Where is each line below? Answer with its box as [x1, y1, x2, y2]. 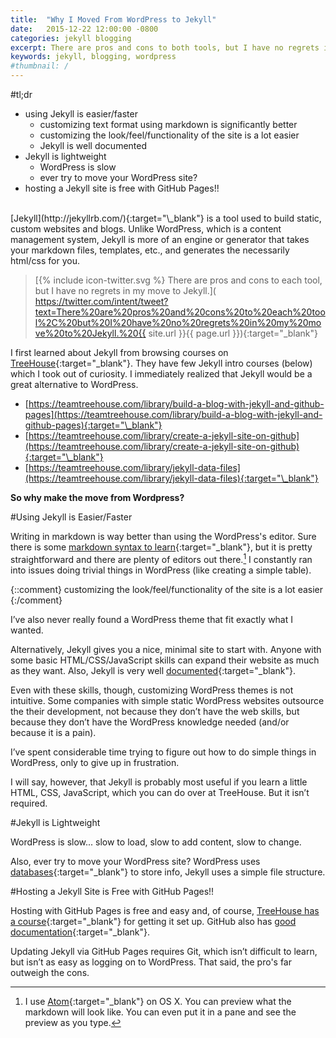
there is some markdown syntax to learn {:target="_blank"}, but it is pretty [10, 541, 313, 553]
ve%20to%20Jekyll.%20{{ [34, 327, 147, 339]
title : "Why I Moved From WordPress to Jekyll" [10, 14, 217, 25]
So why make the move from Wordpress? [10, 492, 185, 503]
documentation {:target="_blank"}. [10, 926, 150, 938]
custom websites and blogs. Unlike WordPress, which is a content [10, 223, 282, 235]
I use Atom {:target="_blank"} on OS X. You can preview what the [24, 995, 292, 1007]
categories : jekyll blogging [10, 33, 132, 43]
